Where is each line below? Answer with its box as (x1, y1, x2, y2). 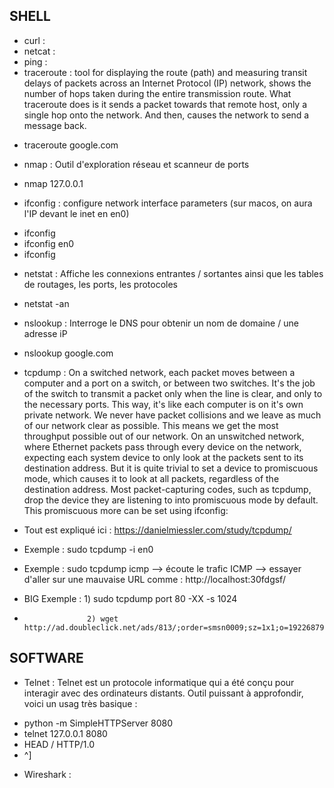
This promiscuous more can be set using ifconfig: (23, 504, 229, 516)
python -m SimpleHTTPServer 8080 (23, 717, 174, 729)
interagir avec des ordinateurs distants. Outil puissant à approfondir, (23, 687, 304, 699)
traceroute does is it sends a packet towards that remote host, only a (23, 98, 308, 110)
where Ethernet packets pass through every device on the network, (23, 440, 302, 453)
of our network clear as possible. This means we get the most (23, 419, 279, 431)
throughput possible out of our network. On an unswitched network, (23, 430, 305, 442)
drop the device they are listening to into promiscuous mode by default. (23, 494, 319, 506)
